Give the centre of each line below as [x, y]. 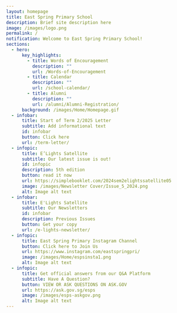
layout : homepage [27, 11]
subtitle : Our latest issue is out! [66, 159]
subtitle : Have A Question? [56, 279]
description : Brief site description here [59, 22]
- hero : [21, 50]
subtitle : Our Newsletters [55, 208]
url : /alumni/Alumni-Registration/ [75, 104]
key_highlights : [41, 55]
